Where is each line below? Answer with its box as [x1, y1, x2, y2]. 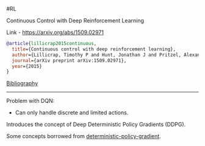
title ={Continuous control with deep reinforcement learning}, [12, 46, 176, 52]
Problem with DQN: [6, 97, 55, 105]
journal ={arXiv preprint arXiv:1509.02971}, [12, 57, 127, 63]
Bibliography [6, 80, 38, 87]
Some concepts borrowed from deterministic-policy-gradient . [6, 133, 162, 140]
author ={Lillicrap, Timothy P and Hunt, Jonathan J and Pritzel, [12, 52, 182, 58]
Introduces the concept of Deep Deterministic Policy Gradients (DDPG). [6, 121, 186, 128]
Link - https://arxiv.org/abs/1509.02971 [6, 29, 104, 36]
